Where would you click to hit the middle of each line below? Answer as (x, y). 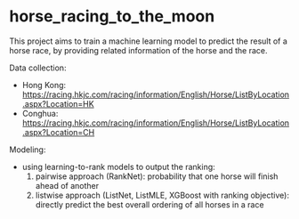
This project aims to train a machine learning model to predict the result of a (148, 41)
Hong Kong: (44, 85)
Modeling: (28, 150)
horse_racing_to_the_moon (112, 16)
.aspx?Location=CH (58, 132)
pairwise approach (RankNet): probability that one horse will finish (157, 176)
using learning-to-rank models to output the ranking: (118, 166)
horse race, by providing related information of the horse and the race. (138, 50)
